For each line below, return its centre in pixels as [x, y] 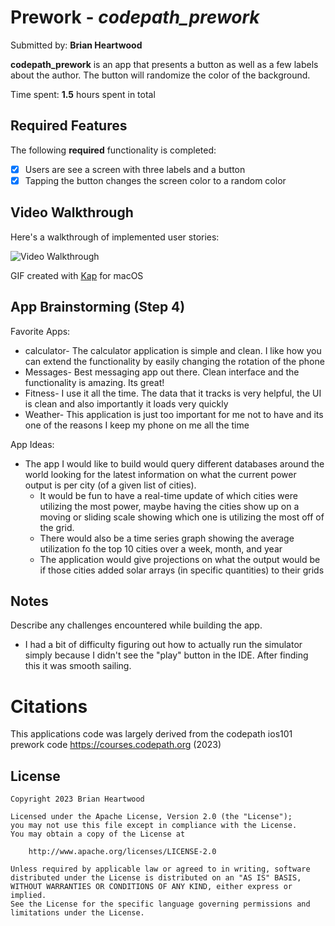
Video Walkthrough [72, 212]
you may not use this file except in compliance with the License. [154, 826]
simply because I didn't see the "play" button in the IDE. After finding [166, 655]
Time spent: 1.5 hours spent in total [83, 94]
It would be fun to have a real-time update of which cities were [168, 495]
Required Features [69, 126]
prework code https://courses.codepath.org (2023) [116, 745]
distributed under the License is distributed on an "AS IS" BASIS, [156, 878]
